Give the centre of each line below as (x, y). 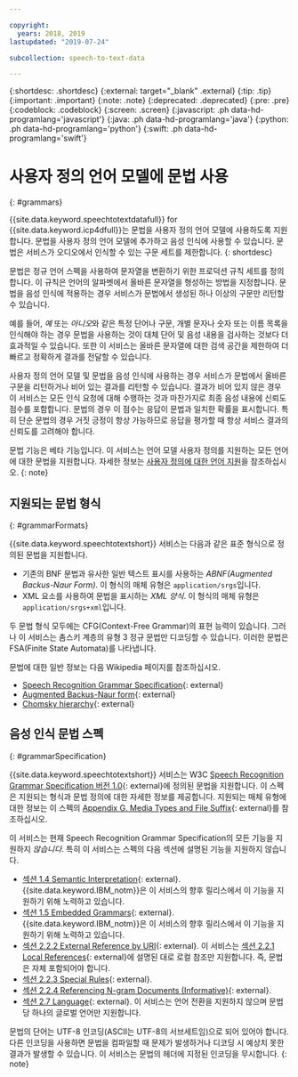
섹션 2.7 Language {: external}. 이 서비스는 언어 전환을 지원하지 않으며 (145, 1001)
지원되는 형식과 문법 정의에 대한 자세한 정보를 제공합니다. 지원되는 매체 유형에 (153, 797)
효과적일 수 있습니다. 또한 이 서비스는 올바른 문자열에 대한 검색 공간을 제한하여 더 (149, 346)
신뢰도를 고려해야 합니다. (52, 432)
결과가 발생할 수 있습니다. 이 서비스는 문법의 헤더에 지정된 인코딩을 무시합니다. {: (148, 1053)
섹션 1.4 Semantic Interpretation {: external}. (101, 879)
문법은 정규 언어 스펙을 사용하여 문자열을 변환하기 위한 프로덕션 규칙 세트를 (139, 271)
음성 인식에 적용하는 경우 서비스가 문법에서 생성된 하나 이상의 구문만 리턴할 (155, 294)
